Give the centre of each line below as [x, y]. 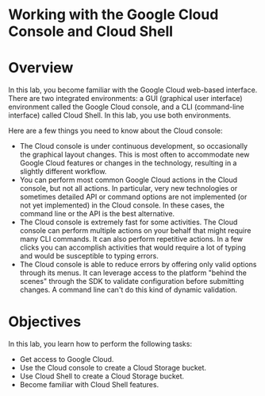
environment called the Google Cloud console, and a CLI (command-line [126, 107]
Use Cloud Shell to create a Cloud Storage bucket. [102, 376]
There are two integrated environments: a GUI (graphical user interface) [126, 99]
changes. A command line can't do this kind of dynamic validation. [129, 290]
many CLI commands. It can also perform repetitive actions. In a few [131, 239]
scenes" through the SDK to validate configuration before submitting [132, 281]
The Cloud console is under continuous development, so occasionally [134, 146]
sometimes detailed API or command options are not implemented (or [133, 197]
